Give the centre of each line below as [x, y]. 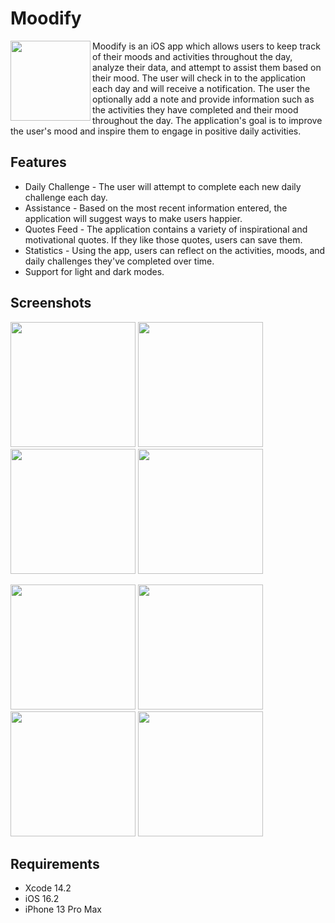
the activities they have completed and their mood [195, 109]
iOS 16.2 [42, 899]
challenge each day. [66, 197]
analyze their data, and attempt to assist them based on [207, 67]
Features [38, 162]
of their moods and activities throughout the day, [192, 56]
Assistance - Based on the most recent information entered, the [156, 208]
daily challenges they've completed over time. [119, 261]
